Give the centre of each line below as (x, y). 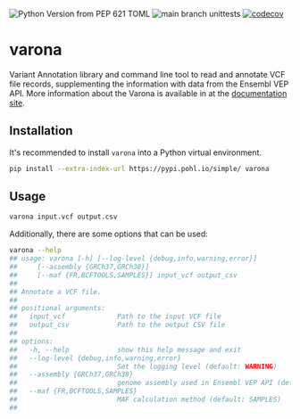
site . (17, 103)
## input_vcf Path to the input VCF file (115, 316)
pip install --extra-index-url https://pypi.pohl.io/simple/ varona (139, 168)
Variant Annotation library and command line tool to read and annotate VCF (147, 74)
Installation (41, 131)
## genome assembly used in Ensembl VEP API (142, 383)
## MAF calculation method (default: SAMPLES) (145, 400)
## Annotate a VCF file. (55, 292)
